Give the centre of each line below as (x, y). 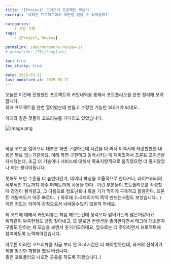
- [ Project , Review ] (36, 38)
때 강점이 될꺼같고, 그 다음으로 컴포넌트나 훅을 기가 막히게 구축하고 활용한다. (80, 191)
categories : (18, 24)
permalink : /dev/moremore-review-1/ (44, 47)
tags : (11, 34)
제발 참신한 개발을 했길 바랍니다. (37, 251)
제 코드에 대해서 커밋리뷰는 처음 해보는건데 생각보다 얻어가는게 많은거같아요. (80, 215)
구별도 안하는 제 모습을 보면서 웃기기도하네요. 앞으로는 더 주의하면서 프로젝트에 (83, 227)
